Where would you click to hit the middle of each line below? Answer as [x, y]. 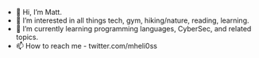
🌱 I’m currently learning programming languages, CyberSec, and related [133, 29]
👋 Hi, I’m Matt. [39, 12]
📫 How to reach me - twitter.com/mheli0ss [86, 46]
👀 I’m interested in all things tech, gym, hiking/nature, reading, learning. [132, 20]
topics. [27, 37]
